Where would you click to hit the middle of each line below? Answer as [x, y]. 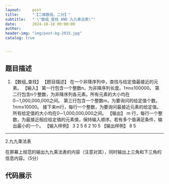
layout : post [23, 10]
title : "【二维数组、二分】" [38, 15]
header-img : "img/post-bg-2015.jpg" [44, 33]
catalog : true [20, 38]
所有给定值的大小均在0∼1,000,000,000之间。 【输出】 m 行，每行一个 [85, 113]
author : [13, 29]
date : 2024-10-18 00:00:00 [40, 24]
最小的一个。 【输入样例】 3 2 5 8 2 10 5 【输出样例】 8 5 [76, 126]
